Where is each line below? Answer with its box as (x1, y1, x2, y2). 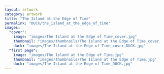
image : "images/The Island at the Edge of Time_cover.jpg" (13, 35, 137, 39)
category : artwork (4, 12, 42, 17)
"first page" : (9, 48, 38, 53)
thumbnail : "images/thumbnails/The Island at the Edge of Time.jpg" (13, 57, 157, 62)
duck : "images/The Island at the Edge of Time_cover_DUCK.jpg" (13, 43, 146, 48)
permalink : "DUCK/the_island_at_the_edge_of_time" (4, 20, 111, 26)
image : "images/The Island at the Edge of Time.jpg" (13, 52, 124, 57)
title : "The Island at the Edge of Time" (4, 16, 91, 21)
